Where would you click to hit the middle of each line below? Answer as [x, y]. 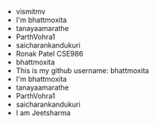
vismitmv [31, 12]
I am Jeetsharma [43, 113]
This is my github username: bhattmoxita [82, 70]
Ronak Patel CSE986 [50, 54]
